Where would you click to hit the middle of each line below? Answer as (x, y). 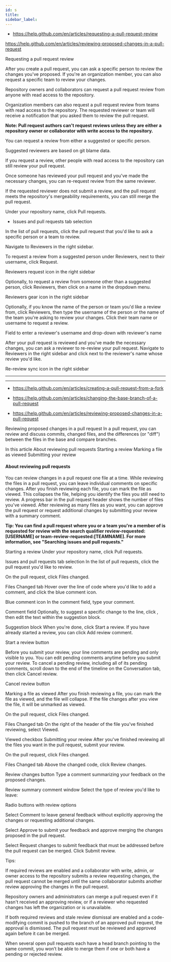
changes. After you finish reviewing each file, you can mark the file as (78, 489)
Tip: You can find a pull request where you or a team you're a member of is (85, 525)
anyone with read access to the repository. (50, 95)
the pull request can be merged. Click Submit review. (61, 851)
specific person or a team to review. (43, 237)
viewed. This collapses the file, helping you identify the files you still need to (85, 494)
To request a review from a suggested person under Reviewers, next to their (85, 257)
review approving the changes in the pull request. (57, 887)
